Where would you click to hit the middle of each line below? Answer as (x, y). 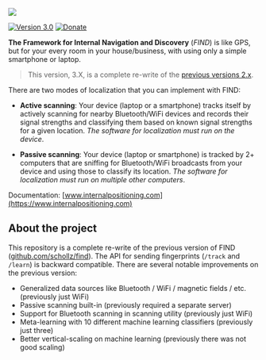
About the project (53, 229)
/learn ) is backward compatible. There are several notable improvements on (133, 264)
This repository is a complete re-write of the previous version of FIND (122, 247)
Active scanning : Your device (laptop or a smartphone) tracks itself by (135, 105)
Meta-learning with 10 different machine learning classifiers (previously (136, 322)
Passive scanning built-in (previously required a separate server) (125, 304)
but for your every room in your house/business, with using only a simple (128, 51)
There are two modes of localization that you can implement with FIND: (124, 90)
